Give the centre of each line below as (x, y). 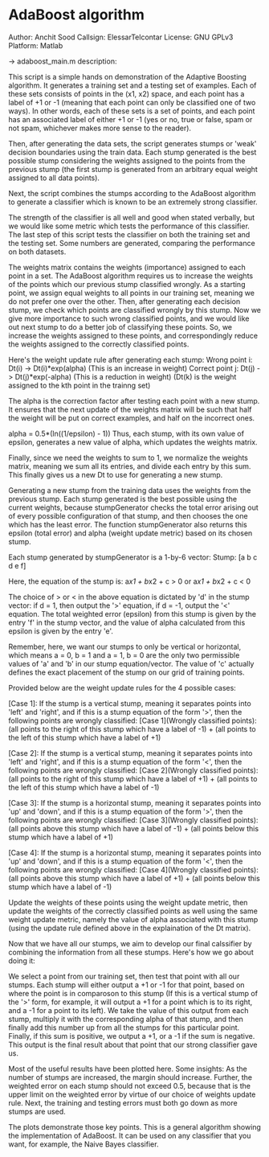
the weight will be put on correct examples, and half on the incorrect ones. (132, 418)
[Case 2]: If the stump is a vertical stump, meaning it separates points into (130, 753)
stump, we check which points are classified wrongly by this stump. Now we (135, 310)
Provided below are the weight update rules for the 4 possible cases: (122, 687)
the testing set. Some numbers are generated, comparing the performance (132, 243)
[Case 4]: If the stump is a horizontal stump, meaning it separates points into (135, 852)
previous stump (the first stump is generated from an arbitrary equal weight (133, 169)
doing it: (22, 960)
